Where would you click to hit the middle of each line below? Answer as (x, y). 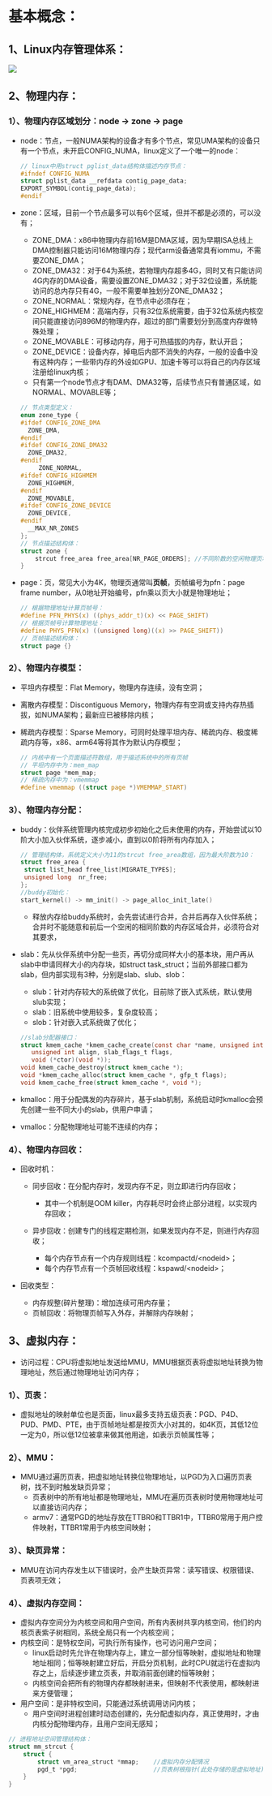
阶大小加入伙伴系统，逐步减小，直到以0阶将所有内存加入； (118, 839)
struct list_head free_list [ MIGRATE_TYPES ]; (100, 870)
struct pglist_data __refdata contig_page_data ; (104, 181)
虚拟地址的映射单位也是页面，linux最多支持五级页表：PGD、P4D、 (131, 1415)
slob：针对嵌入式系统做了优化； (85, 1022)
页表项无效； (41, 1580)
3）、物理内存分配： (47, 810)
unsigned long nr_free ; (66, 877)
